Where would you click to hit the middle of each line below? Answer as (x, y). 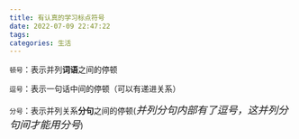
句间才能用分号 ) (46, 125)
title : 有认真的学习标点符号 (57, 18)
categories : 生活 (41, 43)
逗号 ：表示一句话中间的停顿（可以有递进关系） (95, 89)
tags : (19, 34)
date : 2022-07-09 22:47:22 (60, 26)
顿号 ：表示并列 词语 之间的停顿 (63, 69)
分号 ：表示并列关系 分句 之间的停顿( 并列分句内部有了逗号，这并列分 (149, 111)
